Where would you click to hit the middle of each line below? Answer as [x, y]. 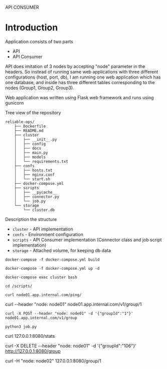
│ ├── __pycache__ [36, 192]
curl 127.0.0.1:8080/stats [30, 336]
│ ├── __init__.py [36, 139]
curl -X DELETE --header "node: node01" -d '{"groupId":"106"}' [71, 346]
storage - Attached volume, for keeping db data [62, 250]
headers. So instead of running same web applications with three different [82, 71]
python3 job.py [21, 327]
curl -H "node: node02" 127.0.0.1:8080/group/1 [53, 361]
